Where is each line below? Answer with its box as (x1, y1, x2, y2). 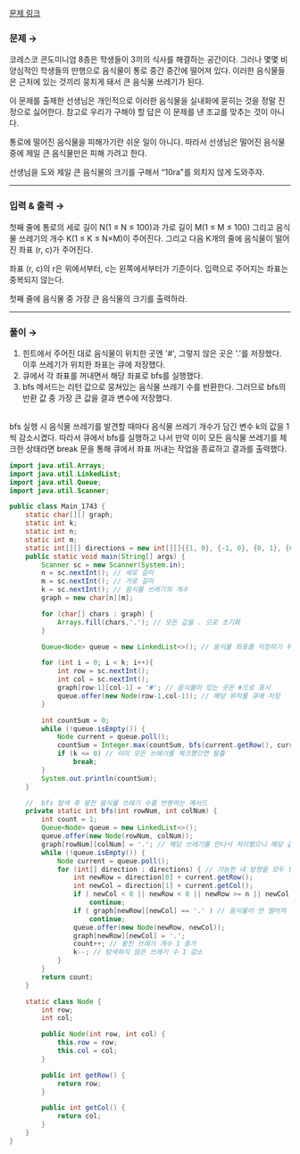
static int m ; (25, 535, 78, 544)
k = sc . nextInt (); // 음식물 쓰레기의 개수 (41, 585, 189, 594)
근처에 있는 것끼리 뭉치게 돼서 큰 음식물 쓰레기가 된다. (18, 77, 204, 87)
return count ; (41, 972, 94, 982)
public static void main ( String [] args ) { (25, 552, 186, 560)
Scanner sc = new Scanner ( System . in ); (41, 560, 186, 569)
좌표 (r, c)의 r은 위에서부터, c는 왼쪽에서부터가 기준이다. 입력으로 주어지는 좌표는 (9, 262, 288, 274)
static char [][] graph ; (25, 511, 114, 519)
